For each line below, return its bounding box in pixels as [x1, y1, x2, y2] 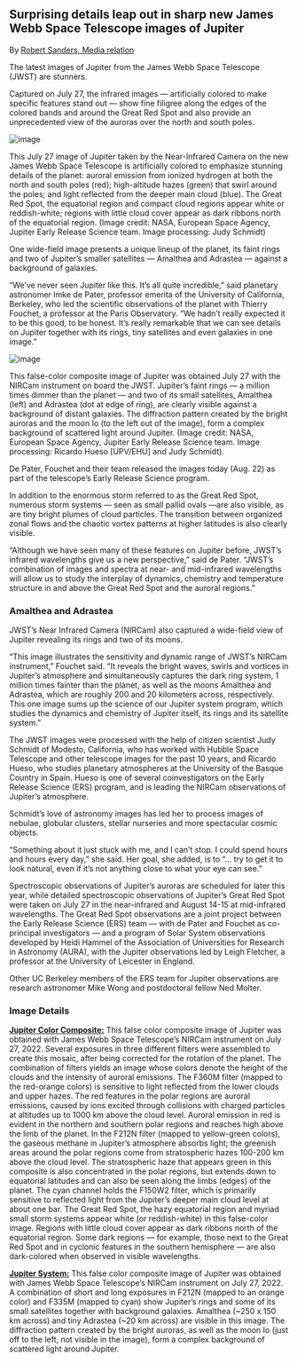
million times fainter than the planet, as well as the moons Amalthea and [9, 680, 272, 690]
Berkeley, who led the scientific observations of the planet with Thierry [9, 298, 268, 309]
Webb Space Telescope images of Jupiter [9, 21, 245, 36]
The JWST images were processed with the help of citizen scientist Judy [9, 735, 277, 745]
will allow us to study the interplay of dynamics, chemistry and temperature [9, 572, 284, 584]
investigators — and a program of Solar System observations [43, 927, 266, 939]
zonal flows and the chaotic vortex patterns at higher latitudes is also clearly [9, 518, 288, 529]
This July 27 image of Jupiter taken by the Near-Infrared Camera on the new [9, 151, 289, 162]
